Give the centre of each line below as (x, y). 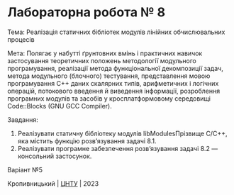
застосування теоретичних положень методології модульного (102, 60)
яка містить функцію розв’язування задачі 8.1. (87, 141)
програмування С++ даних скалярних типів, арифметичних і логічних (113, 83)
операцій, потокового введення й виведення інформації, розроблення (114, 91)
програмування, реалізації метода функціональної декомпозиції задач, (115, 68)
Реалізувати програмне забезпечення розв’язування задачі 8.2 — (118, 148)
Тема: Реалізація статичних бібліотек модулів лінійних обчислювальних (116, 32)
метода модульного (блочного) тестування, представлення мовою (109, 76)
